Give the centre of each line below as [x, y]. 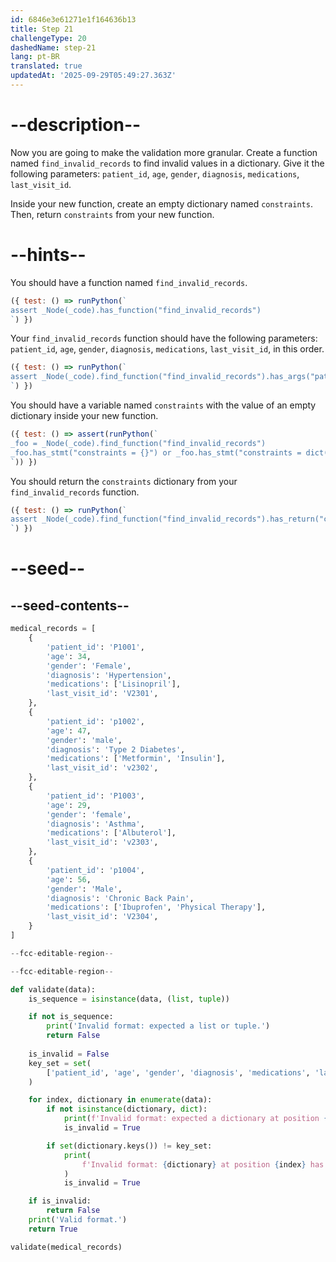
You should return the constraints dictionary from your [124, 481]
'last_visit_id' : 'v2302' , [102, 768]
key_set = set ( [60, 1063]
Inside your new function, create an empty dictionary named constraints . [161, 203]
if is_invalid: [60, 1201]
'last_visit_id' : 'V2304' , [102, 917]
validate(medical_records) [66, 1247]
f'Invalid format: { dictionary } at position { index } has [203, 1164]
